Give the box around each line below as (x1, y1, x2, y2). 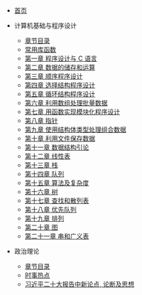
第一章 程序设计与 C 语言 (24, 54, 97, 63)
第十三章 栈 (24, 161, 58, 169)
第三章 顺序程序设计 (24, 72, 83, 80)
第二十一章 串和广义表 (24, 232, 89, 240)
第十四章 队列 (24, 170, 65, 178)
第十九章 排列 (24, 214, 65, 222)
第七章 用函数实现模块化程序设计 (24, 107, 121, 116)
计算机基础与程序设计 (13, 21, 77, 30)
